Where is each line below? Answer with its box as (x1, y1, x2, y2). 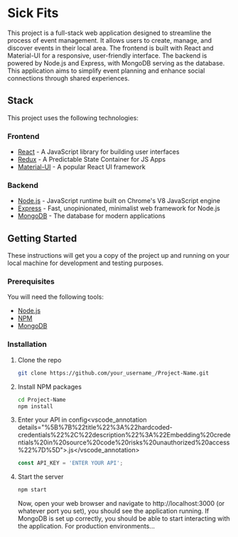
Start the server (17, 472, 64, 481)
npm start (17, 486, 48, 494)
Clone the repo (17, 355, 62, 364)
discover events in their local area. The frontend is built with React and (7, 43, 215, 52)
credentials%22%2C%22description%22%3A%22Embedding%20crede (17, 431, 231, 439)
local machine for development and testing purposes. (7, 259, 164, 268)
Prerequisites (7, 276, 55, 286)
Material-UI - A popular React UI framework (17, 162, 146, 172)
